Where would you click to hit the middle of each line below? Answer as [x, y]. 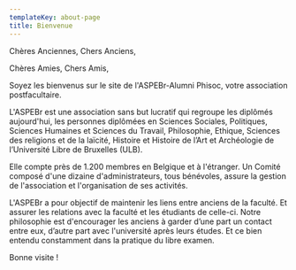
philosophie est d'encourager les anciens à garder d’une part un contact [140, 221]
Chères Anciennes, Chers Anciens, [73, 50]
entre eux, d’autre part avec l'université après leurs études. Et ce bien [136, 230]
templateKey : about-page [55, 17]
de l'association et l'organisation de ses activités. [99, 185]
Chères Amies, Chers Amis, [59, 68]
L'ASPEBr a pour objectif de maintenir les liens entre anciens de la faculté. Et [148, 202]
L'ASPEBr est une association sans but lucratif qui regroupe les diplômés [141, 112]
